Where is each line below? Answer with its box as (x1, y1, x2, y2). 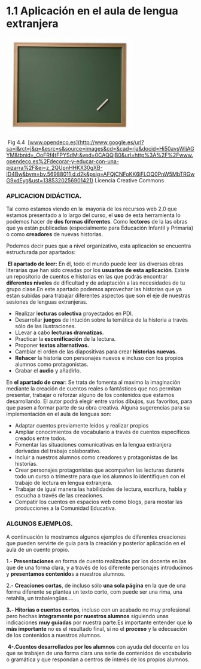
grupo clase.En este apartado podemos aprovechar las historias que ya (6, 286, 182, 293)
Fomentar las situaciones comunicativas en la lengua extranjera (14, 441, 172, 448)
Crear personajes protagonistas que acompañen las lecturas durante (14, 466, 185, 474)
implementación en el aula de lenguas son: (6, 411, 112, 418)
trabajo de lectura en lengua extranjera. (14, 479, 112, 487)
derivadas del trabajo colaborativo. (14, 447, 101, 455)
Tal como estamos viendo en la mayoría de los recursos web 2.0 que (6, 205, 178, 213)
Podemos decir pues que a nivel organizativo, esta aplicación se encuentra (6, 242, 191, 249)
